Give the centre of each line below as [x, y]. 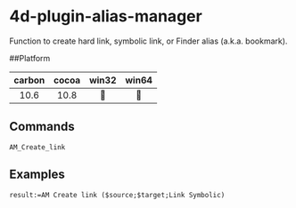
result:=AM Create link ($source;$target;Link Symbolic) [117, 195]
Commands [42, 127]
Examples [37, 175]
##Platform [30, 58]
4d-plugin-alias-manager [106, 16]
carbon [29, 80]
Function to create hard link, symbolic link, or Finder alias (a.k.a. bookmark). [148, 41]
